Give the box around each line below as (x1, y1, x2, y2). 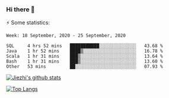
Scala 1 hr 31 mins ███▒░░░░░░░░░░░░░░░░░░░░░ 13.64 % (6, 53, 163, 60)
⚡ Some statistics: (6, 19, 50, 26)
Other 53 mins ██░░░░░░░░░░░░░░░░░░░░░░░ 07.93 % (6, 64, 163, 70)
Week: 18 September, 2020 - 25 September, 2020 (6, 32, 126, 39)
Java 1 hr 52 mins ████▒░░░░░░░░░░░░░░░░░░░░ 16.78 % (6, 48, 163, 54)
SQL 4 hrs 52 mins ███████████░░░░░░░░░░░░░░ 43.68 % (6, 43, 163, 49)
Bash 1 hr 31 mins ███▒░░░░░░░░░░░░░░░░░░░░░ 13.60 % (6, 58, 163, 64)
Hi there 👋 (6, 5, 36, 14)
